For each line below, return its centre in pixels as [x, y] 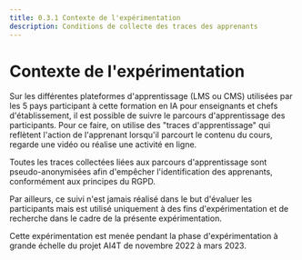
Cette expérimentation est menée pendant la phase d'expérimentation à [144, 236]
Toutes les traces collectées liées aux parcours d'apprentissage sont [138, 162]
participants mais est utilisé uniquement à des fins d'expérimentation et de [149, 209]
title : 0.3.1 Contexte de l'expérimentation [95, 18]
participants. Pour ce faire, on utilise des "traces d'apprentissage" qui [140, 125]
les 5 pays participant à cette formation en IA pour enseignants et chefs [144, 106]
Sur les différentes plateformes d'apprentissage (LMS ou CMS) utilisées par [151, 96]
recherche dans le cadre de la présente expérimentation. [116, 218]
